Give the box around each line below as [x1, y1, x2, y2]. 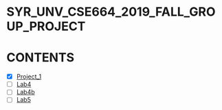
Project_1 [16, 72, 42, 81]
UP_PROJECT [6, 18, 86, 34]
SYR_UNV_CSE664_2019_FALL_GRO [6, 4, 216, 20]
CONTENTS [6, 50, 75, 66]
